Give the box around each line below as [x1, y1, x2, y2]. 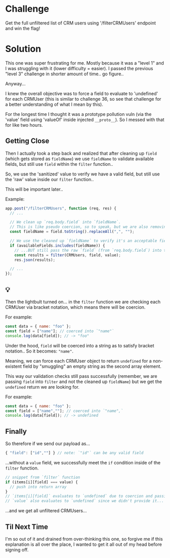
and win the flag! [5, 25, 40, 31]
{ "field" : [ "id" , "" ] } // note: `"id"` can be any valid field [5, 451, 144, 456]
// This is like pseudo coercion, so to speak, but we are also [10, 224, 148, 229]
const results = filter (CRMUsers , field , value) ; [14, 252, 121, 257]
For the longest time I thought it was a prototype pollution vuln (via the [5, 111, 152, 117]
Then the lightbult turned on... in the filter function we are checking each [5, 299, 161, 305]
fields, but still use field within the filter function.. [5, 161, 113, 167]
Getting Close [5, 137, 50, 145]
